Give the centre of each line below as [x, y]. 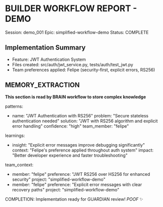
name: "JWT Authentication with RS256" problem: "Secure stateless [80, 115]
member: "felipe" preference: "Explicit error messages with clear [77, 184]
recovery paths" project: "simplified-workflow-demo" [66, 189]
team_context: [19, 165]
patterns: [14, 106]
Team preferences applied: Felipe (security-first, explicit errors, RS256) [83, 70]
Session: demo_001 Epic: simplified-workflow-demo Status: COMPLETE [77, 32]
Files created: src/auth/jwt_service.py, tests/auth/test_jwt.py [72, 64]
